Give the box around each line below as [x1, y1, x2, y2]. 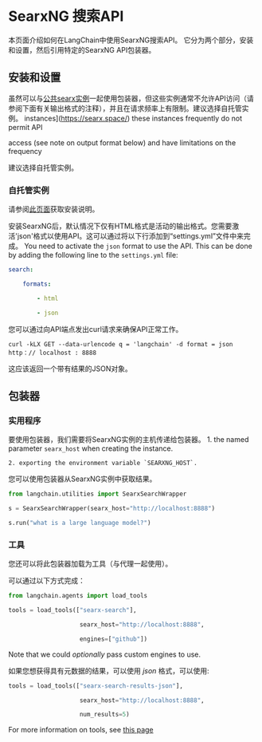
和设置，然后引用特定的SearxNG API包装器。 [8, 45, 156, 54]
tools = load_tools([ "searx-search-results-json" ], [8, 681, 183, 690]
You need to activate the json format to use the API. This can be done [23, 241, 252, 251]
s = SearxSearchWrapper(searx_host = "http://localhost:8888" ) [8, 504, 216, 513]
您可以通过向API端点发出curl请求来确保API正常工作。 [8, 324, 183, 334]
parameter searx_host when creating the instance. [8, 444, 174, 453]
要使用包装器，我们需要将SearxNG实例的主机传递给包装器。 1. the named [8, 435, 249, 444]
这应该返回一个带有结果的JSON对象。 [8, 364, 133, 373]
